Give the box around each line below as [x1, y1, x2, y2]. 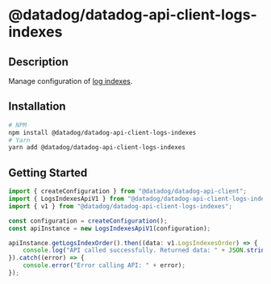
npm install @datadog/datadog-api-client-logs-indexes [8, 128, 197, 136]
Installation [8, 99, 66, 114]
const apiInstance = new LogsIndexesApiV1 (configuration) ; [8, 224, 211, 232]
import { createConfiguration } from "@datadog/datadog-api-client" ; [8, 187, 248, 195]
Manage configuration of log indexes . [8, 77, 133, 86]
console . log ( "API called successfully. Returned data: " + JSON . [23, 246, 248, 255]
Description [8, 55, 69, 69]
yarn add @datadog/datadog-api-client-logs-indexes [8, 144, 186, 152]
